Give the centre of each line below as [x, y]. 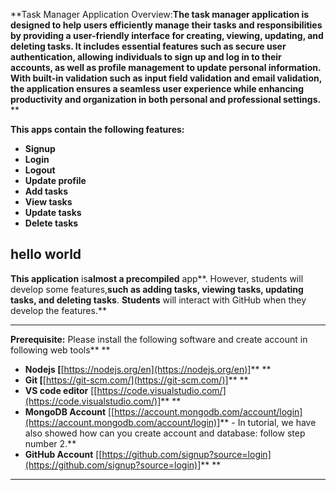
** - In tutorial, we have [268, 422]
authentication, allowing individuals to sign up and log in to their [146, 57]
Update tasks [53, 212]
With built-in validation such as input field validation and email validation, [166, 78]
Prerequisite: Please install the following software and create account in [159, 339]
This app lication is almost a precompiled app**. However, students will [157, 278]
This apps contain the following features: [97, 129]
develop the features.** [58, 310]
